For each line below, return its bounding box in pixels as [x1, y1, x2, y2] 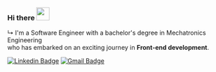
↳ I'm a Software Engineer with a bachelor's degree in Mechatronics [7, 28, 206, 37]
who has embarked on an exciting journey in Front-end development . [7, 44, 210, 52]
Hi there [7, 12, 35, 22]
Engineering [7, 36, 42, 44]
